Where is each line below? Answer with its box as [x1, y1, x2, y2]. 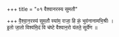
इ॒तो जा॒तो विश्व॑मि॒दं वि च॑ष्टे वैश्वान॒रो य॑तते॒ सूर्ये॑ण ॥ [7, 24, 97, 31]
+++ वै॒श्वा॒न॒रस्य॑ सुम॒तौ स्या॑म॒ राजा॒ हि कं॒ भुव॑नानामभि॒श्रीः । [7, 18, 114, 24]
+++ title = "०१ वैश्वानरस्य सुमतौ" [7, 6, 78, 12]
